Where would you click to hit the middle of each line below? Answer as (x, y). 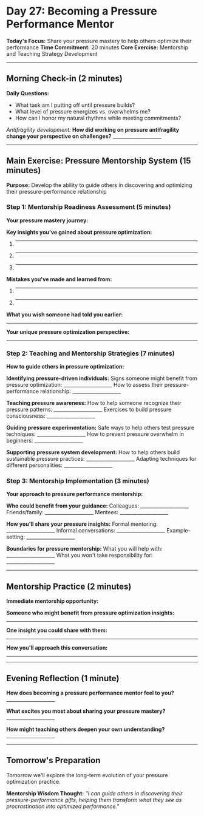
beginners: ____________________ (45, 441)
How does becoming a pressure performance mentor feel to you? (90, 693)
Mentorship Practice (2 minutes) (69, 586)
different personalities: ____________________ (59, 465)
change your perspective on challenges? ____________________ (84, 136)
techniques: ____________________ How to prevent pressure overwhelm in (95, 434)
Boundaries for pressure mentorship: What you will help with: (84, 549)
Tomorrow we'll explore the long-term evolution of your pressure (87, 775)
